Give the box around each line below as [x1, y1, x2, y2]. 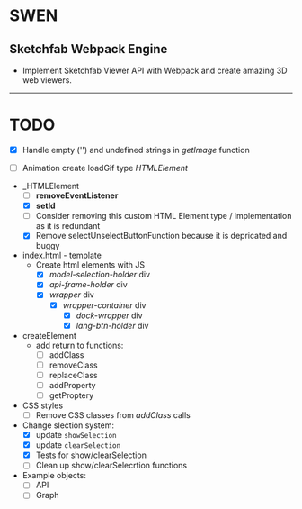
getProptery [49, 389, 94, 401]
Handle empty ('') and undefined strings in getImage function [22, 144, 250, 155]
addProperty [49, 379, 96, 390]
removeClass [49, 359, 98, 370]
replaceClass [49, 369, 98, 380]
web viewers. [22, 75, 72, 86]
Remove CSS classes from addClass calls [35, 410, 191, 420]
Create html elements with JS [35, 259, 146, 270]
